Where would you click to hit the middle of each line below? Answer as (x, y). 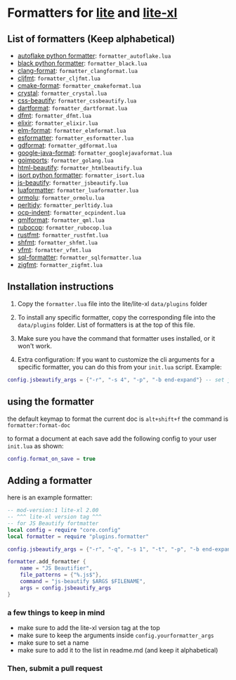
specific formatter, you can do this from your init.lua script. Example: (120, 367)
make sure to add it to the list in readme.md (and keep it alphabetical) (118, 650)
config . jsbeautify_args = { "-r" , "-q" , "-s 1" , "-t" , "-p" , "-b (103, 549)
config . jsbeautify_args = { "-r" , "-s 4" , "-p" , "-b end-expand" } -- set (116, 380)
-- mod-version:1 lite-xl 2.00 (53, 511)
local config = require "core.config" (64, 530)
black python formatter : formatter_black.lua (82, 63)
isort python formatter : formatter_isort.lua (81, 175)
